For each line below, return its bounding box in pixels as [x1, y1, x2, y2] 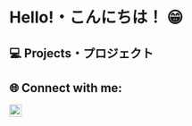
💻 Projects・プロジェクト [9, 46, 154, 61]
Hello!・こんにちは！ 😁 [9, 7, 184, 28]
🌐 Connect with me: [9, 80, 122, 96]
